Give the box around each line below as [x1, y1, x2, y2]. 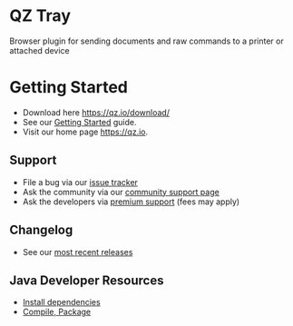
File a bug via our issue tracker [22, 176, 139, 187]
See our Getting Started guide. [22, 116, 138, 127]
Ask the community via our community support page [22, 186, 220, 197]
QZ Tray [9, 5, 71, 26]
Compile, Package [22, 306, 92, 318]
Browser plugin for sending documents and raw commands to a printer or [9, 35, 284, 46]
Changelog [9, 222, 73, 238]
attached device [9, 44, 70, 55]
